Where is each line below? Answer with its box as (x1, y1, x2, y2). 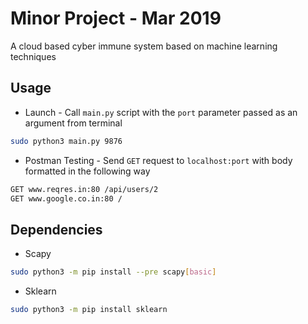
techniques (10, 50, 57, 62)
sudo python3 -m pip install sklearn (10, 305, 168, 315)
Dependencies (10, 221, 103, 238)
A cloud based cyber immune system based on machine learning (10, 40, 278, 52)
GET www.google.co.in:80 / (10, 193, 123, 204)
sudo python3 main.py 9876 (10, 136, 123, 146)
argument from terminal (24, 117, 123, 129)
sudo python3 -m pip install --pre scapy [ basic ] (10, 267, 217, 277)
